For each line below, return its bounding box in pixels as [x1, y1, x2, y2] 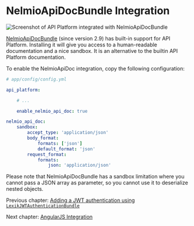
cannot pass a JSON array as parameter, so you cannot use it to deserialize [6, 179, 189, 186]
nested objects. [6, 185, 44, 193]
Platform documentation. [6, 53, 66, 60]
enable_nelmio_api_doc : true [16, 108, 88, 114]
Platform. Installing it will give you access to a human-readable [6, 41, 158, 48]
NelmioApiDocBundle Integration [6, 4, 170, 18]
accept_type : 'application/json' [27, 130, 109, 136]
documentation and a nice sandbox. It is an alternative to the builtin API [6, 47, 178, 54]
